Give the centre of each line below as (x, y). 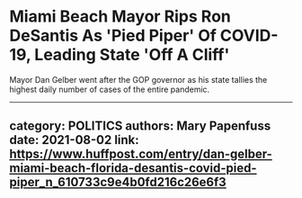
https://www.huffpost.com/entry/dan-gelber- (141, 154)
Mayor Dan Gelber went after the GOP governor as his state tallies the (138, 79)
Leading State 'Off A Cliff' (132, 55)
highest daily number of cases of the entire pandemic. (110, 89)
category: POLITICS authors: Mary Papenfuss (140, 126)
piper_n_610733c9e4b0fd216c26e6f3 (118, 182)
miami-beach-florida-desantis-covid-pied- (133, 168)
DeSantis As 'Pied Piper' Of (113, 36)
